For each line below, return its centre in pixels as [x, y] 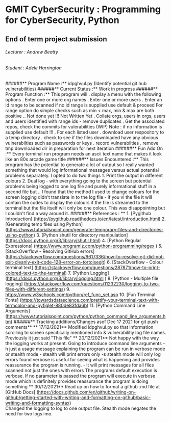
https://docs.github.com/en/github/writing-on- [87, 392]
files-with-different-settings [34, 289]
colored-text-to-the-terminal [35, 273]
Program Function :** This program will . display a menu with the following [83, 94]
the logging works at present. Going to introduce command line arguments [84, 344]
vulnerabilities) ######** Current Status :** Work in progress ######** [82, 89]
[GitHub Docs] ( [22, 392]
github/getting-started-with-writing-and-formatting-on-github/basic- [78, 398]
